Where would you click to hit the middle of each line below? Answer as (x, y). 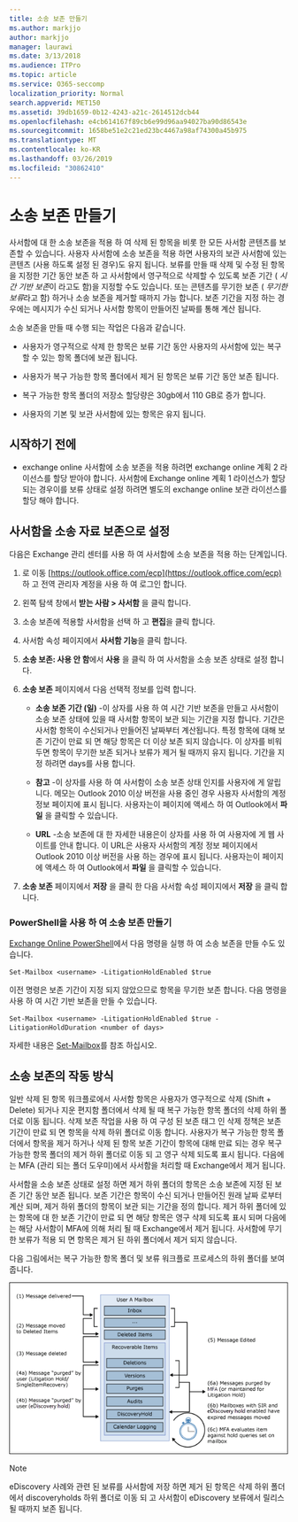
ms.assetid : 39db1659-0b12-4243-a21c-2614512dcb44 (104, 112)
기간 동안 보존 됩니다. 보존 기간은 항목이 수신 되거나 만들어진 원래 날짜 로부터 (150, 1195)
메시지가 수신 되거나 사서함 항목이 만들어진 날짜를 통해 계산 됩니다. (147, 308)
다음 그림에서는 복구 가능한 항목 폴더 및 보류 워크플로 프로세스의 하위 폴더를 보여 (147, 1259)
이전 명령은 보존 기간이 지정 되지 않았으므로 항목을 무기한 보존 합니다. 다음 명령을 (148, 990)
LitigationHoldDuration (53, 1028)
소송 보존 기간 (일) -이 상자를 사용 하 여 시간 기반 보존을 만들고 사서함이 (157, 708)
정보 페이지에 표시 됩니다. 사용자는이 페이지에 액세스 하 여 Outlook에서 (157, 804)
